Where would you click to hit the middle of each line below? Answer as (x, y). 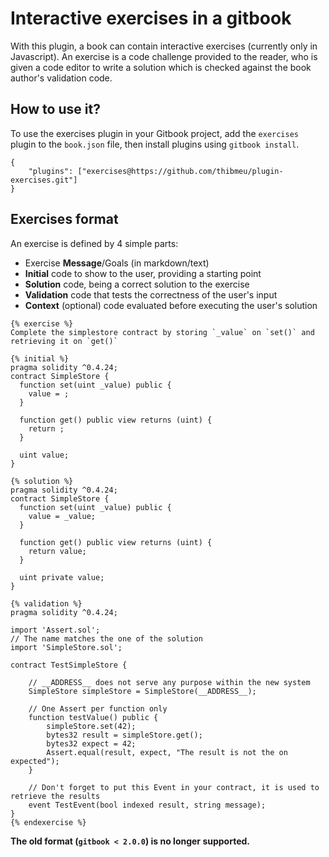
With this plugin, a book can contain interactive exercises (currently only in (164, 46)
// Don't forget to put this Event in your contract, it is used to (174, 787)
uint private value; (62, 577)
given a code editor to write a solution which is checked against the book (161, 67)
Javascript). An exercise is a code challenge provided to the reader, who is (164, 56)
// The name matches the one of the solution (106, 638)
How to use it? (55, 109)
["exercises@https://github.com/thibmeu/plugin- (180, 171)
